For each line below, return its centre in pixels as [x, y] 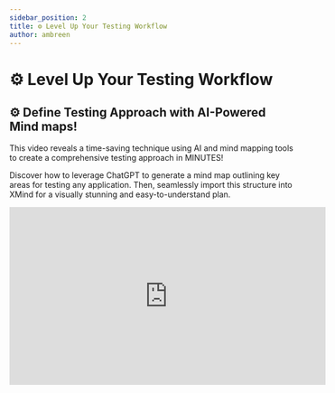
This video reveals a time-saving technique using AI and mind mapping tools [151, 148]
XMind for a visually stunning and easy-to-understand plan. [120, 194]
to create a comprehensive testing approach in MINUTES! [116, 158]
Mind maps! [43, 126]
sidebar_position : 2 [48, 18]
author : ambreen [40, 34]
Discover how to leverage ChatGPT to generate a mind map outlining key [144, 175]
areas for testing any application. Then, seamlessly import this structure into [151, 185]
